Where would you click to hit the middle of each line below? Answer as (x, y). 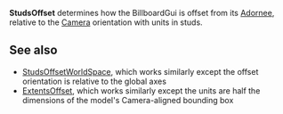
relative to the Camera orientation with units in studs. (106, 22)
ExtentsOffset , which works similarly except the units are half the (141, 90)
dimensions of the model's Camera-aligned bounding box (128, 100)
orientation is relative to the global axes (94, 81)
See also (33, 50)
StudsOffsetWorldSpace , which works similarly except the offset (140, 71)
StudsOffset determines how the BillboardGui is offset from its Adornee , (142, 13)
